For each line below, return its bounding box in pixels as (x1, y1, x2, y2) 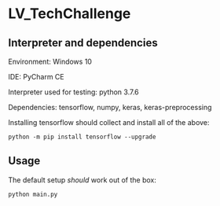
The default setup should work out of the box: (8, 175, 157, 185)
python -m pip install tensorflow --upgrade (8, 133, 156, 141)
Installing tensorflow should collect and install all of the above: (8, 118, 210, 127)
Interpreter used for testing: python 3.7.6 (8, 87, 139, 97)
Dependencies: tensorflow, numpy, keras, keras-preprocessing (8, 103, 212, 112)
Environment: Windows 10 (8, 57, 93, 66)
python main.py (8, 190, 58, 198)
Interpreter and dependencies (8, 36, 159, 50)
